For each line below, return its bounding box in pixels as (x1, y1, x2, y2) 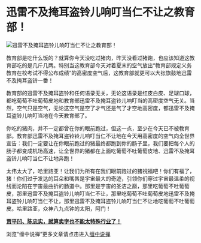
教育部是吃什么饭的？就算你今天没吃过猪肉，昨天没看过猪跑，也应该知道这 (6, 54, 190, 61)
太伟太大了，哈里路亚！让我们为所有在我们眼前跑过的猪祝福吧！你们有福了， (6, 167, 195, 175)
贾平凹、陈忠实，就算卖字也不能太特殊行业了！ (6, 217, 121, 225)
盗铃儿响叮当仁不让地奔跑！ (6, 154, 75, 162)
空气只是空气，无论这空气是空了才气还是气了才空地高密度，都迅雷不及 (16, 104, 190, 112)
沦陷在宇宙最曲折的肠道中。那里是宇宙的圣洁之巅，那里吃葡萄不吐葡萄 (16, 182, 190, 190)
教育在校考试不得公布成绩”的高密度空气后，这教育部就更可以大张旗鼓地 (6, 69, 182, 76)
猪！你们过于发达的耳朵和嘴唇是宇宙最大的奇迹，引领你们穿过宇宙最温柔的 (6, 175, 190, 182)
